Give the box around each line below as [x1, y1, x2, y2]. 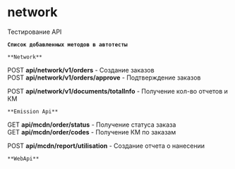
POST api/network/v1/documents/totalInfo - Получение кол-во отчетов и [7, 87, 228, 95]
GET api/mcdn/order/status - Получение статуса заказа [7, 120, 176, 129]
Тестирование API [7, 27, 62, 36]
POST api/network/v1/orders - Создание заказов [7, 65, 155, 74]
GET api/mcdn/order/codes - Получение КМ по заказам [7, 127, 176, 136]
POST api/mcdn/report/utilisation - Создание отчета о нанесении [7, 142, 205, 150]
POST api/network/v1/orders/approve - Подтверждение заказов [7, 73, 201, 82]
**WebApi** [7, 155, 40, 162]
